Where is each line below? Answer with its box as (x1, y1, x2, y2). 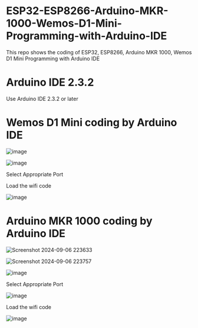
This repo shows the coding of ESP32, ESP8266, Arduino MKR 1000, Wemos (6, 48, 192, 55)
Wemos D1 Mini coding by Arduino (6, 116, 177, 129)
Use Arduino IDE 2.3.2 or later (6, 95, 78, 102)
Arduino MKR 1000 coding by (6, 214, 153, 228)
